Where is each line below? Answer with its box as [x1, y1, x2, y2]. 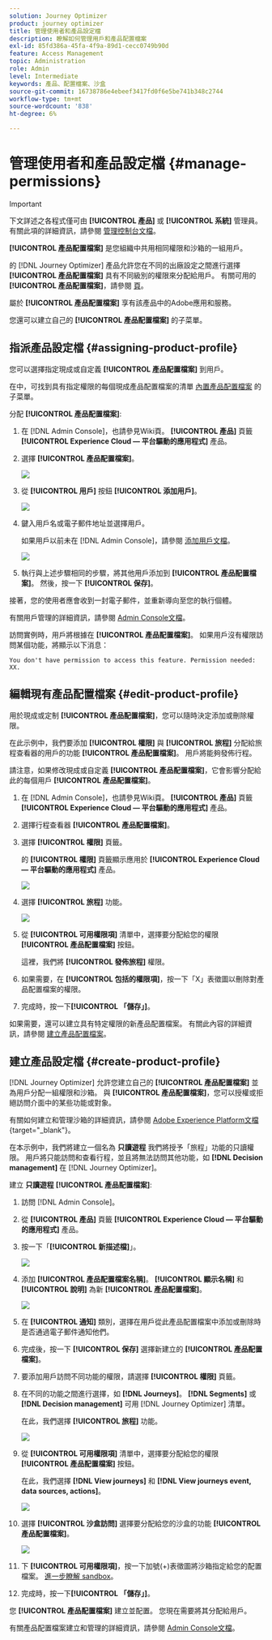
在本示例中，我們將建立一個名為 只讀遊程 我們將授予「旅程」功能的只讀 [9, 1143, 248, 1153]
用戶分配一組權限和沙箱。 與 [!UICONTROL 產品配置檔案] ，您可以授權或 [15, 1088, 257, 1097]
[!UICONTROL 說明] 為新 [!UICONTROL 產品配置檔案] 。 [20, 1285, 207, 1294]
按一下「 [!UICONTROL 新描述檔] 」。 [20, 1242, 141, 1251]
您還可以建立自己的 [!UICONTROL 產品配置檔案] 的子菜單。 [9, 315, 207, 324]
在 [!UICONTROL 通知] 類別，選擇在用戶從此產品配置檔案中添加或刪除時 [20, 1317, 261, 1327]
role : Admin [9, 65, 49, 73]
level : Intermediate [9, 72, 79, 80]
